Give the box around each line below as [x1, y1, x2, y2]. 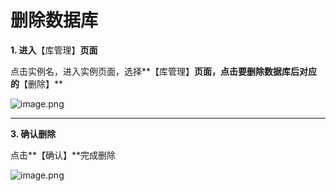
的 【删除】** [10, 77, 64, 90]
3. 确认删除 [10, 127, 57, 140]
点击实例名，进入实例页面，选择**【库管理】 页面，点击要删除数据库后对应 [10, 65, 318, 77]
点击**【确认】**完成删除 [10, 149, 117, 161]
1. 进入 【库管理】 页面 [10, 44, 98, 56]
